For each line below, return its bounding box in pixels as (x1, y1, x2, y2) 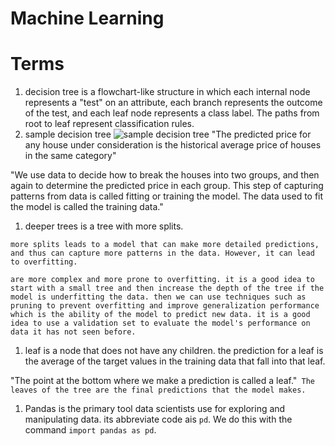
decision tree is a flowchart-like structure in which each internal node (24, 86, 311, 98)
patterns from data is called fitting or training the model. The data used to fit (10, 190, 324, 202)
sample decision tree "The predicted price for (24, 128, 312, 141)
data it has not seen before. (10, 327, 137, 337)
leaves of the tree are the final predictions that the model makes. (10, 385, 307, 396)
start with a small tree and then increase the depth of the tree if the (10, 283, 325, 294)
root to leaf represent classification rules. (24, 118, 195, 130)
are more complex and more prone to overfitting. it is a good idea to (10, 275, 315, 285)
